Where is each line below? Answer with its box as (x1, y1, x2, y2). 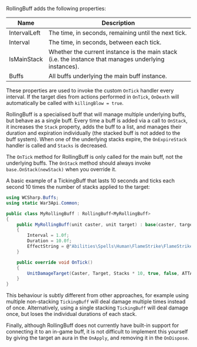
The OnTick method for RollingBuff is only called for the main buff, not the (6, 154, 183, 160)
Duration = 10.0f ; (27, 238, 72, 244)
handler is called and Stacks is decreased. (6, 142, 108, 149)
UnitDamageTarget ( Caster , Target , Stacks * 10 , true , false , (27, 270, 180, 276)
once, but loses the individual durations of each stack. (6, 311, 137, 318)
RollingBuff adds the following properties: (6, 5, 107, 12)
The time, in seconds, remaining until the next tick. (49, 29, 187, 37)
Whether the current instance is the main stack (49, 48, 178, 56)
